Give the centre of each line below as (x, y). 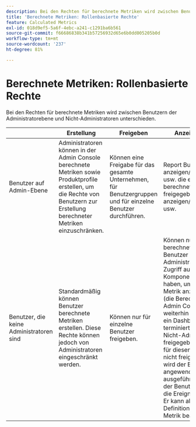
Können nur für (130, 316)
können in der (77, 150)
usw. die (175, 179)
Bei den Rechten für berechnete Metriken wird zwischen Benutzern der (92, 112)
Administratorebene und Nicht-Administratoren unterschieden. (81, 118)
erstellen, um (76, 187)
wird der (175, 364)
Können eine (127, 157)
